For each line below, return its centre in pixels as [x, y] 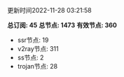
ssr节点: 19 [33, 40]
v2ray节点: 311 [38, 49]
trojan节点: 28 [37, 66]
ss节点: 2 [30, 57]
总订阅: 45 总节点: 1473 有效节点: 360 [62, 25]
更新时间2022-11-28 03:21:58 [50, 10]
